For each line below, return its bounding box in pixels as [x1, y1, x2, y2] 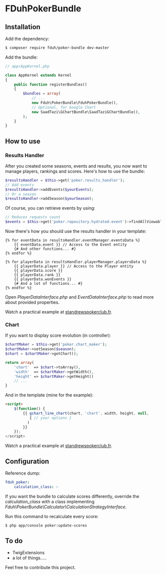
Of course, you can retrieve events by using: [5, 205, 95, 211]
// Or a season [5, 191, 37, 197]
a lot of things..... [12, 555, 47, 561]
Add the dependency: [5, 36, 49, 42]
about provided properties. [5, 300, 60, 306]
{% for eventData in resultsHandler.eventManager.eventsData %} [5, 238, 140, 243]
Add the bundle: [5, 54, 38, 60]
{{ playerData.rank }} [14, 272, 61, 277]
